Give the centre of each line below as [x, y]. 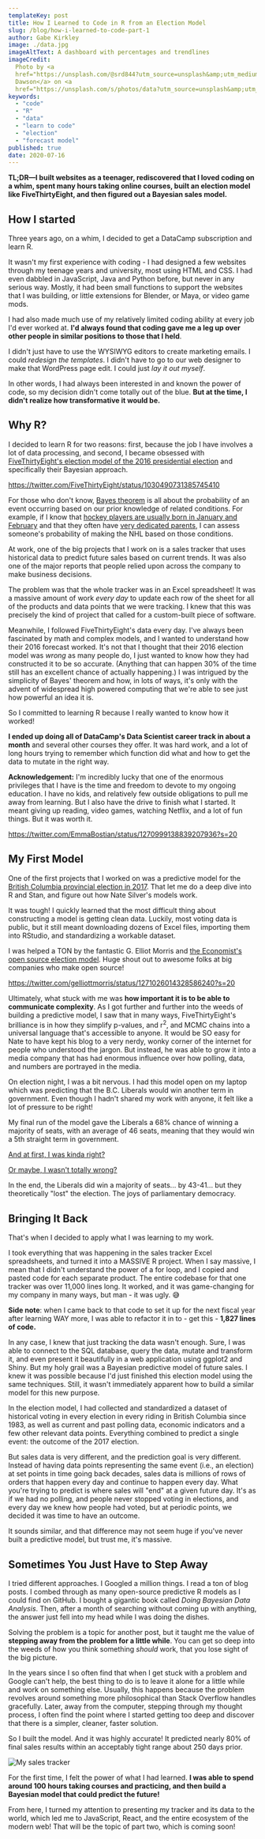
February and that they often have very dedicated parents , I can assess [124, 525]
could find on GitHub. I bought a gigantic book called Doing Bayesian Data [129, 1600]
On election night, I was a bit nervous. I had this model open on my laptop [128, 1082]
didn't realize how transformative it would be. [84, 401]
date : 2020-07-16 [37, 155]
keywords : [24, 96]
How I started [42, 219]
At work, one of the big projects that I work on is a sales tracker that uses [127, 549]
